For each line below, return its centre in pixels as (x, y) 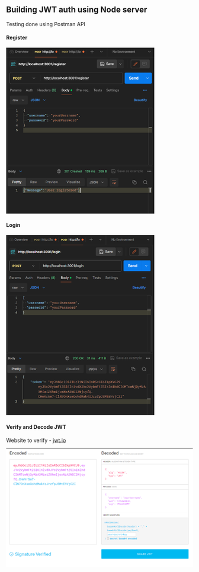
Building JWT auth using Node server (77, 10)
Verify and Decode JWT (36, 427)
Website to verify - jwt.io (36, 440)
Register (17, 37)
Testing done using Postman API (46, 24)
